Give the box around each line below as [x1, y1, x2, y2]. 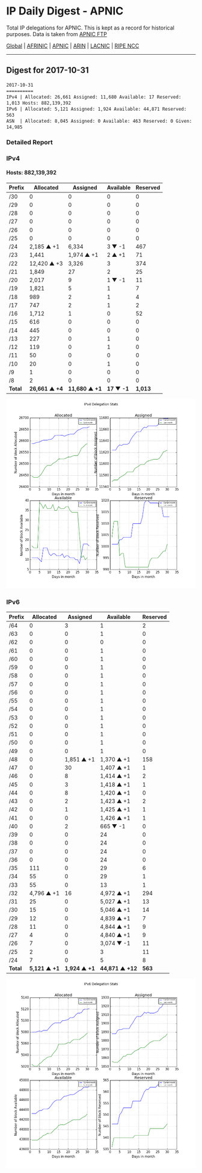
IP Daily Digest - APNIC [6, 4, 124, 18]
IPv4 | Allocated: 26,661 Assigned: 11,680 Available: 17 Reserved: [6, 94, 182, 100]
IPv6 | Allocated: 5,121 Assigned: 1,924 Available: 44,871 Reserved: [6, 106, 187, 112]
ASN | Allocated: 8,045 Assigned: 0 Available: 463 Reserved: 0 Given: [6, 118, 192, 124]
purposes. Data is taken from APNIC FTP [6, 30, 107, 37]
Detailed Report [6, 138, 53, 146]
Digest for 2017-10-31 [6, 65, 89, 76]
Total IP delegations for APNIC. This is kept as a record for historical [6, 24, 174, 31]
